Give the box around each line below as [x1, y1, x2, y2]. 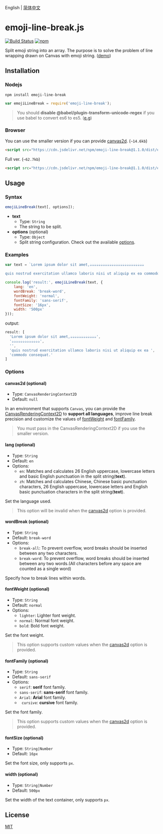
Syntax [5, 193, 22, 200]
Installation [5, 67, 40, 75]
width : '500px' [14, 307, 45, 312]
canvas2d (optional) [5, 380, 47, 386]
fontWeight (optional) [5, 586, 49, 592]
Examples [5, 251, 29, 258]
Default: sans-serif [12, 674, 51, 680]
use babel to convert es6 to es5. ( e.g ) [16, 115, 92, 121]
